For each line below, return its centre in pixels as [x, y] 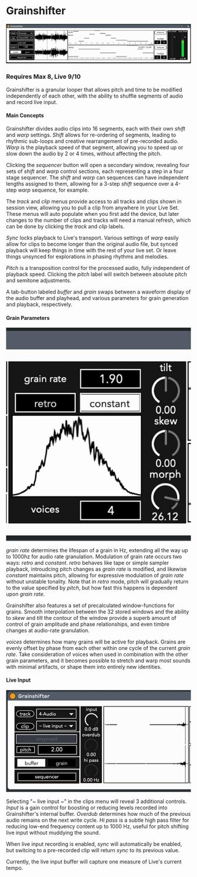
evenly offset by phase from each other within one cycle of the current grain [98, 648]
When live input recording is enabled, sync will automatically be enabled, [94, 844]
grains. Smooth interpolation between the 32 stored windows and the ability [98, 611]
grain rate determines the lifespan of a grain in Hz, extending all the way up [97, 550]
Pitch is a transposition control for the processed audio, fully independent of [98, 268]
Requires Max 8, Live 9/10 [43, 76]
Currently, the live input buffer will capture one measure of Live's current [94, 862]
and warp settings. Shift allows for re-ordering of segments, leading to [91, 135]
